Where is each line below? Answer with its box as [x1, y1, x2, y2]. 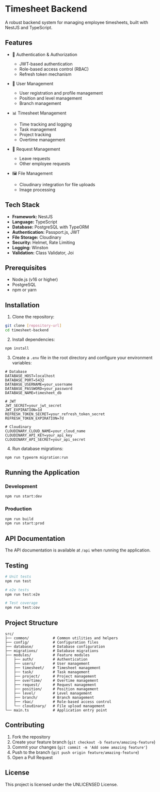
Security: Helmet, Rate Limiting [12, 239, 75, 245]
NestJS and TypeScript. [5, 24, 52, 30]
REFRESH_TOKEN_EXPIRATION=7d [5, 416, 64, 420]
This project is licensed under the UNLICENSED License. [5, 781, 118, 787]
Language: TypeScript [12, 219, 57, 225]
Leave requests [19, 155, 50, 161]
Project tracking [19, 131, 51, 137]
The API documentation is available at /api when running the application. [5, 547, 151, 553]
